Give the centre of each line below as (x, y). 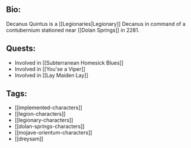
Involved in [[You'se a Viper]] (50, 69)
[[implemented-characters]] (48, 107)
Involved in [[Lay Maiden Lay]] (51, 75)
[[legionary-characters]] (44, 120)
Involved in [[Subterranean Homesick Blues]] (69, 63)
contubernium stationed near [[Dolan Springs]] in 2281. (73, 30)
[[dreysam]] (29, 139)
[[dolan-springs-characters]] (49, 126)
